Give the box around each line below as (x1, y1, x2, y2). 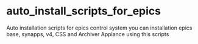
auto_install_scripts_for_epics (6, 4, 161, 18)
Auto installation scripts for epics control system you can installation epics (6, 24, 193, 31)
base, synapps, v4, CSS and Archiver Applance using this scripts (6, 30, 169, 37)
